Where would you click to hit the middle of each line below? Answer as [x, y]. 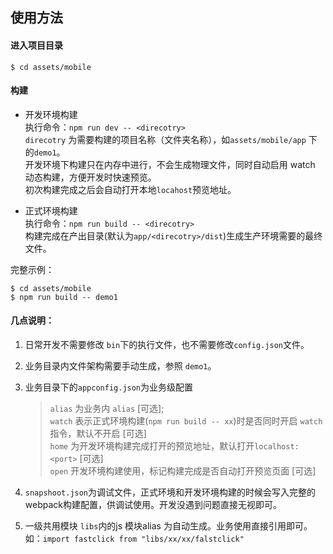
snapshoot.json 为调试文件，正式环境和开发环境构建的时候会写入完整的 [170, 492]
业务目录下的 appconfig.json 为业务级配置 [109, 387]
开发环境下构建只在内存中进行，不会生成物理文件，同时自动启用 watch [170, 164]
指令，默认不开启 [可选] [98, 433]
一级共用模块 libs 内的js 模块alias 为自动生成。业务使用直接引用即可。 [168, 526]
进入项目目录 [36, 45]
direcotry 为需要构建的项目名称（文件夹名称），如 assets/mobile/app [165, 139]
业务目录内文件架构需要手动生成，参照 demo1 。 [120, 366]
